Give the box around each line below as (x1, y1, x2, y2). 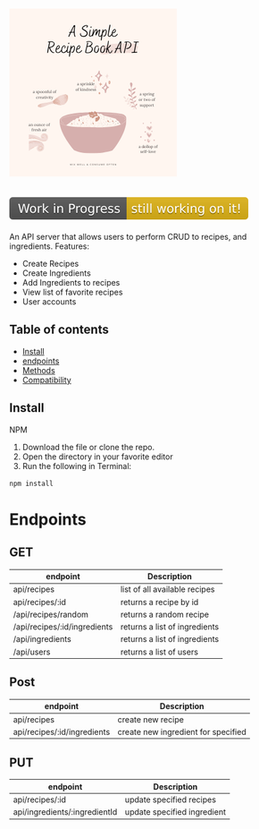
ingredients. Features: (9, 241, 90, 252)
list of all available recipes (120, 584, 215, 594)
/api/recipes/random (13, 609, 89, 620)
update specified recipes (124, 794, 217, 805)
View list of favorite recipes (21, 286, 123, 297)
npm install (9, 479, 54, 488)
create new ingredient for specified (117, 726, 247, 737)
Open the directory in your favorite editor (21, 451, 173, 462)
